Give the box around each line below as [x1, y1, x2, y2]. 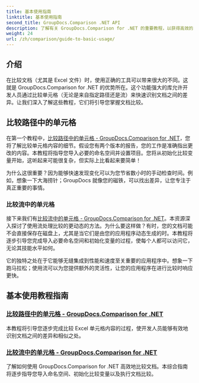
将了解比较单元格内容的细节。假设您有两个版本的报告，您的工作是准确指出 [6, 141, 188, 149]
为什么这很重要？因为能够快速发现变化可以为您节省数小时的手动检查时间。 [6, 169, 188, 176]
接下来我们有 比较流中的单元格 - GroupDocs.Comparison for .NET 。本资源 [6, 214, 185, 222]
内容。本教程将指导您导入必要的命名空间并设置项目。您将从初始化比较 [16, 149, 188, 156]
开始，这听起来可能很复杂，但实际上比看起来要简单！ [11, 156, 141, 163]
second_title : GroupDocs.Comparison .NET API [6, 20, 120, 25]
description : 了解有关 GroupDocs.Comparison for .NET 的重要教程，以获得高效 [6, 25, 190, 31]
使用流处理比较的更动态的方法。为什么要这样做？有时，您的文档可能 [26, 222, 193, 229]
